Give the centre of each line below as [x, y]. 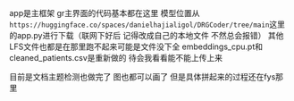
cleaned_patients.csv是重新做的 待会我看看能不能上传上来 [116, 58]
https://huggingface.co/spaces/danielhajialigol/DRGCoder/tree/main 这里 [147, 24]
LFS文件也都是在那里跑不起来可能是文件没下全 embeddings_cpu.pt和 [136, 46]
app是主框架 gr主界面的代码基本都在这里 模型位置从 [105, 13]
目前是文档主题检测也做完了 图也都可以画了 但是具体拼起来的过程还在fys [143, 77]
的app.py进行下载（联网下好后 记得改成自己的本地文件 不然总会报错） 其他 [147, 35]
